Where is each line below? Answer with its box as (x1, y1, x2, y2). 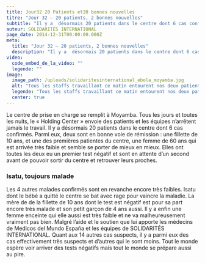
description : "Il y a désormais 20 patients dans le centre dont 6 (12, 49, 190, 55)
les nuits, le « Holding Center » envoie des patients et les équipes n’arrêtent (6, 117, 196, 125)
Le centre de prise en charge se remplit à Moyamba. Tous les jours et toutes (6, 111, 198, 118)
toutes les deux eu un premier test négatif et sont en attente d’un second (6, 150, 190, 157)
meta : (6, 37, 20, 43)
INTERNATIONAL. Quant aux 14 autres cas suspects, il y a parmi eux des (6, 231, 189, 239)
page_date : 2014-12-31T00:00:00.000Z (6, 32, 103, 38)
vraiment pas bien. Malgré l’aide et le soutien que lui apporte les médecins (6, 218, 193, 226)
